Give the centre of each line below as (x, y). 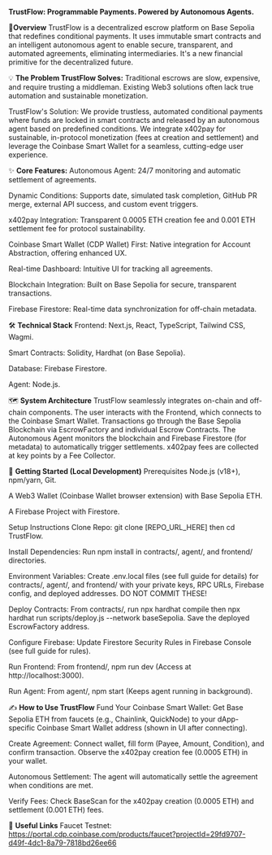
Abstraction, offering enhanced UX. (68, 253)
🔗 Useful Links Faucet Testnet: (60, 825)
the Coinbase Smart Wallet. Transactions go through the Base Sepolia (125, 421)
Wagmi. (21, 337)
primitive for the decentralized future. (71, 62)
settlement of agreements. (53, 180)
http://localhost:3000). (46, 675)
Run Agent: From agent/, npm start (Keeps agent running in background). (131, 691)
